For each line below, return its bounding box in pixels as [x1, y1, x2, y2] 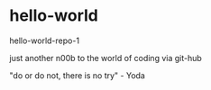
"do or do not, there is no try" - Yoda [9, 69, 146, 81]
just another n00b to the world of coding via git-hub [9, 52, 203, 63]
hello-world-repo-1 [9, 35, 79, 46]
